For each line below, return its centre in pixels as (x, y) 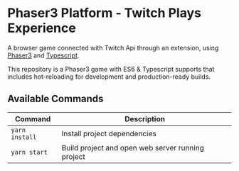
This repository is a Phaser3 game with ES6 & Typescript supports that (111, 69)
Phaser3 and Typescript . (43, 55)
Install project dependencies (109, 133)
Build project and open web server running (133, 148)
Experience (42, 28)
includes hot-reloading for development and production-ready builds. (109, 77)
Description (145, 118)
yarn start (29, 152)
